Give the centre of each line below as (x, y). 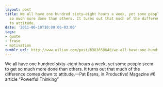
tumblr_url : (17, 50)
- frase (13, 41)
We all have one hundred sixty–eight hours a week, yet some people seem (79, 64)
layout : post (18, 9)
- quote (13, 37)
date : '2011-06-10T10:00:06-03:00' (41, 28)
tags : (10, 32)
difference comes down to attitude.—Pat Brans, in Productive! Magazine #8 (81, 74)
